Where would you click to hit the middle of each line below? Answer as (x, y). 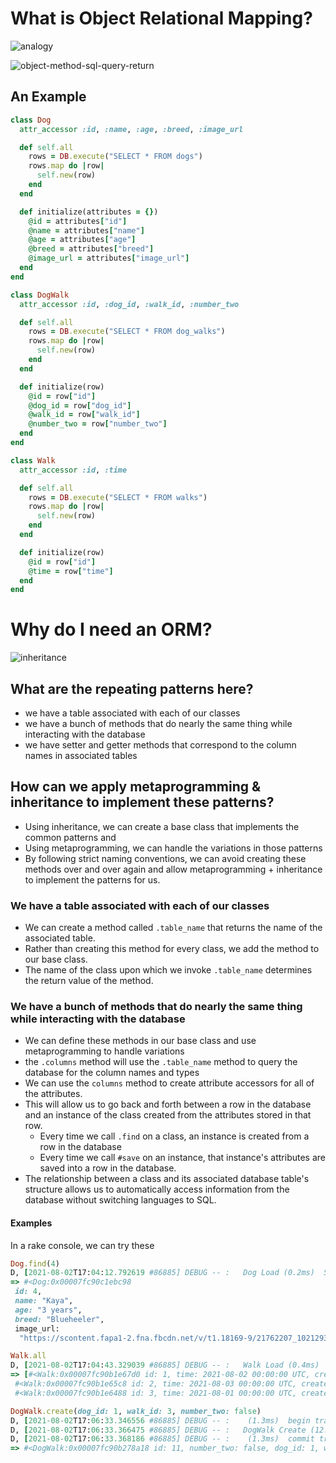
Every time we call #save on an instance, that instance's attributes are (183, 1158)
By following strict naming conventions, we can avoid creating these (165, 858)
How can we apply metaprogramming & (136, 787)
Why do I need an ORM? (111, 629)
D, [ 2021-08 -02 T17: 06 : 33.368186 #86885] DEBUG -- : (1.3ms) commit (162, 1439)
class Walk (33, 460)
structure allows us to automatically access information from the (157, 1189)
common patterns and (70, 837)
